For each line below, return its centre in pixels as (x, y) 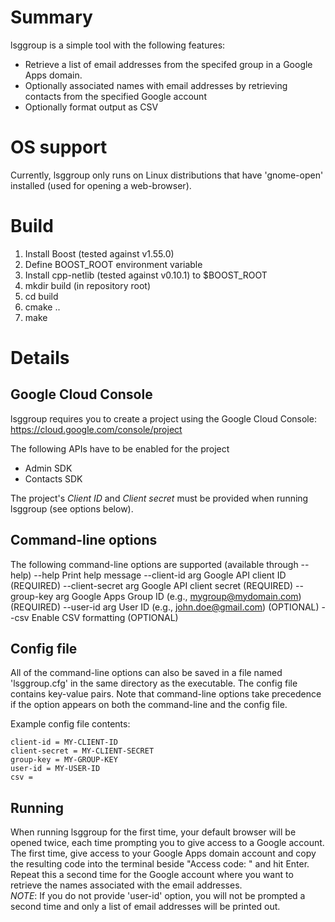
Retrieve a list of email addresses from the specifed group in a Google (168, 64)
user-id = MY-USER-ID (55, 769)
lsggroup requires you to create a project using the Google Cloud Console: (163, 418)
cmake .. (42, 307)
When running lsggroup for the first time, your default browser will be (153, 832)
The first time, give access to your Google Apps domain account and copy (163, 853)
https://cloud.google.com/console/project (96, 429)
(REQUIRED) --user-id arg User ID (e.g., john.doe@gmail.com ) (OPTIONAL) (165, 607)
